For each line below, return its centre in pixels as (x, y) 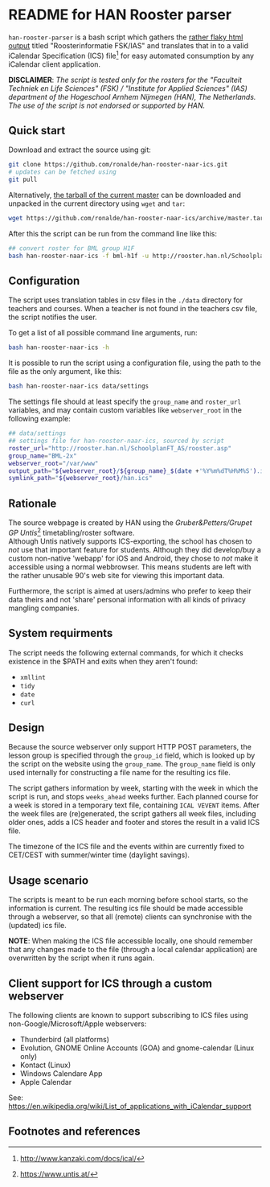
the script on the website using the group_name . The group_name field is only (132, 764)
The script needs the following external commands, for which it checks (126, 652)
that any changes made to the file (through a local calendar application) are (133, 950)
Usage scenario (49, 880)
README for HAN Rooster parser (120, 15)
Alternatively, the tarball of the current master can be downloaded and (125, 195)
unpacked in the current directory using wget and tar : (97, 203)
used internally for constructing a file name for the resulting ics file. (119, 773)
